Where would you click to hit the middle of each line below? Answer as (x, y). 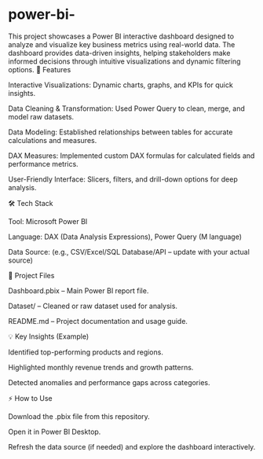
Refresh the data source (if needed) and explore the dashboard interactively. (132, 446)
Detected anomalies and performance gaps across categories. (109, 382)
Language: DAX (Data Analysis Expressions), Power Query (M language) (125, 237)
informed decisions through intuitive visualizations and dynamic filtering (124, 61)
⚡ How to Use (30, 398)
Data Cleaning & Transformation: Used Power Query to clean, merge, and (126, 108)
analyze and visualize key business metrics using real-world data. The (122, 44)
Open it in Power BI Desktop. (55, 431)
